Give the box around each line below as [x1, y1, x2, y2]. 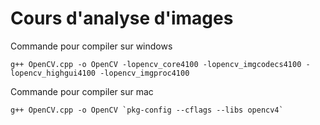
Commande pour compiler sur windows [10, 40, 173, 52]
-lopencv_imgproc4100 [99, 68, 190, 78]
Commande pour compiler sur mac [10, 85, 154, 97]
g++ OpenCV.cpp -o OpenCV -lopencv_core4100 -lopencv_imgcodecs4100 [10, 59, 302, 69]
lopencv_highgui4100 [10, 68, 97, 78]
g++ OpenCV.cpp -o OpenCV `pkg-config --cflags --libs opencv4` [10, 105, 284, 115]
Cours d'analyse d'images [10, 7, 234, 30]
